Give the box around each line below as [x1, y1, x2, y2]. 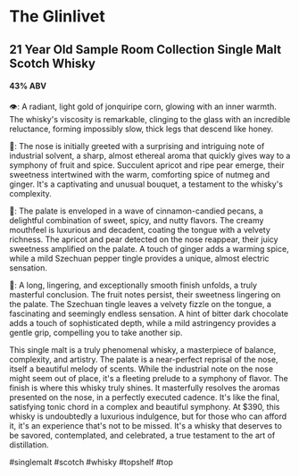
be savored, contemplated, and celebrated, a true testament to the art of [9, 430, 276, 440]
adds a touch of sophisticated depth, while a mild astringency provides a [9, 317, 277, 328]
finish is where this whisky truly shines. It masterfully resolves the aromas [9, 382, 280, 393]
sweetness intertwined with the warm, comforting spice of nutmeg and [9, 169, 270, 180]
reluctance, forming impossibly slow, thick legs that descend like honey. [9, 123, 274, 134]
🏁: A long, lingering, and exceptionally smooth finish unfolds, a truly [9, 280, 257, 290]
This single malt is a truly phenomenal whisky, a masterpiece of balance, [9, 344, 277, 355]
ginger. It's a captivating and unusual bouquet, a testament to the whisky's [9, 179, 284, 189]
